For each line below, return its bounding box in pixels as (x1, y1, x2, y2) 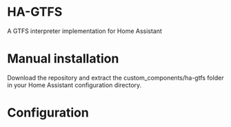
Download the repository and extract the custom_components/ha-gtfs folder (7, 73, 224, 82)
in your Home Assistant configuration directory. (7, 80, 142, 89)
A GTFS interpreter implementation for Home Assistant (7, 27, 162, 35)
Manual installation (7, 51, 119, 67)
